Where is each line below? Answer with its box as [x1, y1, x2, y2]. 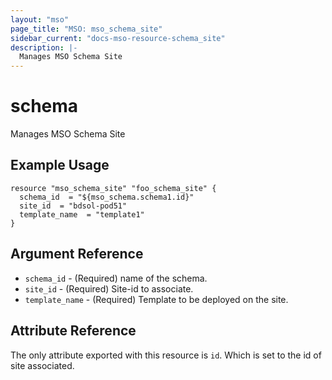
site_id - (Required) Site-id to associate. [24, 282, 194, 295]
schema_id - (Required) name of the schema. [24, 272, 208, 284]
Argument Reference [10, 246, 144, 263]
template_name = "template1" [19, 209, 145, 220]
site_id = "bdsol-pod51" [19, 201, 128, 211]
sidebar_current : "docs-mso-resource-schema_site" [10, 33, 226, 43]
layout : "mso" [10, 14, 70, 25]
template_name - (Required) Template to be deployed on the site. [24, 293, 289, 305]
